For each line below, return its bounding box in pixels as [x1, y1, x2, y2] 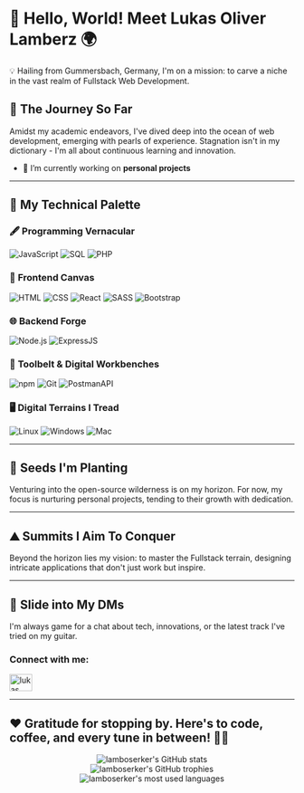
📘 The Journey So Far [9, 101, 133, 117]
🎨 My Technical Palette [9, 197, 141, 213]
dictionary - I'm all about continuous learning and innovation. [9, 145, 237, 156]
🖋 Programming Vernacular [9, 225, 136, 238]
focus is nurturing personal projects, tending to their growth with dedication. [9, 493, 294, 505]
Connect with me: [9, 653, 90, 665]
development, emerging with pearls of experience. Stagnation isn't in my [9, 135, 280, 146]
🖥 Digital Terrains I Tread [9, 402, 119, 415]
